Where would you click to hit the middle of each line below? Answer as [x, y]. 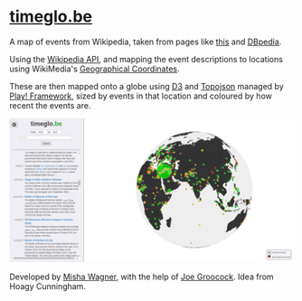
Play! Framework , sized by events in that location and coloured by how [141, 96]
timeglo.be [51, 17]
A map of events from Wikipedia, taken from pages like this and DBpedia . [146, 42]
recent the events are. [50, 105]
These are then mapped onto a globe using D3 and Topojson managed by [147, 86]
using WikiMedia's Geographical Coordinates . [94, 69]
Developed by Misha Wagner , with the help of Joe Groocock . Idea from [142, 277]
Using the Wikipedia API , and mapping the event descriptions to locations [146, 59]
